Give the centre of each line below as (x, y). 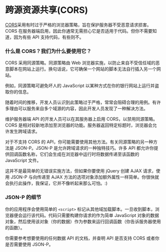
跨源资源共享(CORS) (47, 10)
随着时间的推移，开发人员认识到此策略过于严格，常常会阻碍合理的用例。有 (81, 102)
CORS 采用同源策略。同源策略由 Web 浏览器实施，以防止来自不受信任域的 (80, 63)
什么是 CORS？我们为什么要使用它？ (48, 51)
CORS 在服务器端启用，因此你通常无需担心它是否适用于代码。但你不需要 (79, 31)
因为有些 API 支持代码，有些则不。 (49, 37)
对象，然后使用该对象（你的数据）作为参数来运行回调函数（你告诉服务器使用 (83, 221)
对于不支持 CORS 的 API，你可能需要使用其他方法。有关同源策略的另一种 (79, 142)
